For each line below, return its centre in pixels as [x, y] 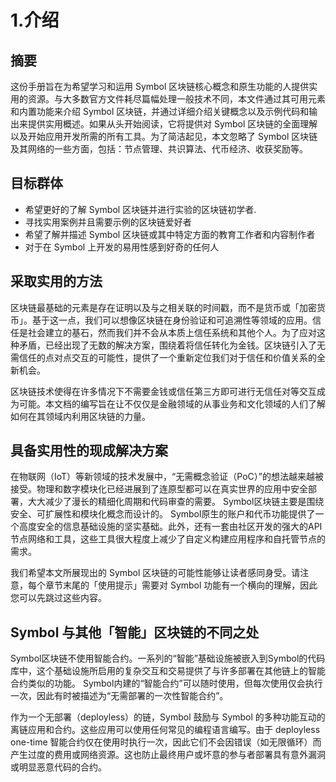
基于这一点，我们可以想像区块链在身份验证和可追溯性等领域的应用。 [172, 320]
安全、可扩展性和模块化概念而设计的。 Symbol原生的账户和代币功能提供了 [163, 514]
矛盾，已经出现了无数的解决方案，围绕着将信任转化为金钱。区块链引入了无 [172, 345]
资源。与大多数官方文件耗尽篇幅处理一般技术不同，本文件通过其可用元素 [176, 99]
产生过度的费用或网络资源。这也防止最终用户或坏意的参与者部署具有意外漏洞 [168, 755]
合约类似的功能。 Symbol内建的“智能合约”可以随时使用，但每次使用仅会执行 [166, 683]
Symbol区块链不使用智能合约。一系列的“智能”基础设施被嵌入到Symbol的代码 [168, 658]
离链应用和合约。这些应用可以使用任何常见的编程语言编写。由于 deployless [165, 730]
